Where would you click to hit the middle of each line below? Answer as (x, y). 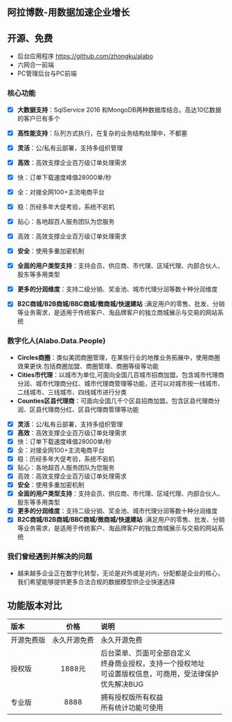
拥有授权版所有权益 (132, 697)
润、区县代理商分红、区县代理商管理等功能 (78, 409)
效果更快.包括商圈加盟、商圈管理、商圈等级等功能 (88, 366)
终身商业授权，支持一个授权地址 (153, 664)
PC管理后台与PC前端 (47, 73)
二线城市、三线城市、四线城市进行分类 (72, 392)
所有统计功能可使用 (132, 707)
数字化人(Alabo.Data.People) (56, 341)
